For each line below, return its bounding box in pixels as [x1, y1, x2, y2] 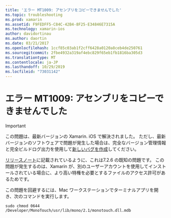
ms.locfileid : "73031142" [5, 69, 60, 75]
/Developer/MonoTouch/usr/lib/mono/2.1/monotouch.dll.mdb [5, 208, 131, 213]
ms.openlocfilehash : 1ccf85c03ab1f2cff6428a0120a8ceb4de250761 [5, 45, 143, 51]
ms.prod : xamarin [5, 17, 42, 22]
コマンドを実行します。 [22, 193, 72, 199]
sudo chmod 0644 [5, 203, 40, 208]
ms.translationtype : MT [5, 55, 56, 60]
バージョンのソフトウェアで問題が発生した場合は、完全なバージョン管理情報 [5, 139, 166, 146]
